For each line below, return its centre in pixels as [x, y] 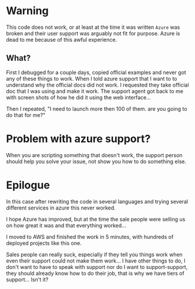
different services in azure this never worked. [61, 208]
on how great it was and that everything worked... [66, 225]
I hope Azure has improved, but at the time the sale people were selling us [96, 219]
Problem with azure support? [78, 139]
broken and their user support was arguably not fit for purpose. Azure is [93, 33]
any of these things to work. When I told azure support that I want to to [92, 78]
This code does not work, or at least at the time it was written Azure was [93, 27]
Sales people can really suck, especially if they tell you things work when [95, 254]
